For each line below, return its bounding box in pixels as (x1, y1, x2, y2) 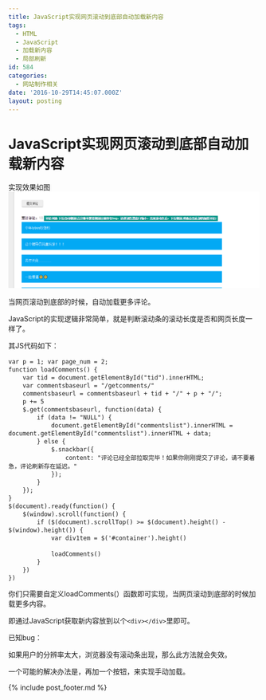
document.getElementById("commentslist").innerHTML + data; (8, 429, 213, 438)
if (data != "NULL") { (37, 413, 112, 422)
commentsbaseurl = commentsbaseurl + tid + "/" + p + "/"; (22, 389, 223, 398)
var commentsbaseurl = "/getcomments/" (22, 381, 155, 390)
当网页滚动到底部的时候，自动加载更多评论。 (8, 297, 155, 306)
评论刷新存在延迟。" (19, 462, 77, 470)
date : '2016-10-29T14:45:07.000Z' (8, 88, 123, 96)
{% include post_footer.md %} (8, 682, 108, 692)
